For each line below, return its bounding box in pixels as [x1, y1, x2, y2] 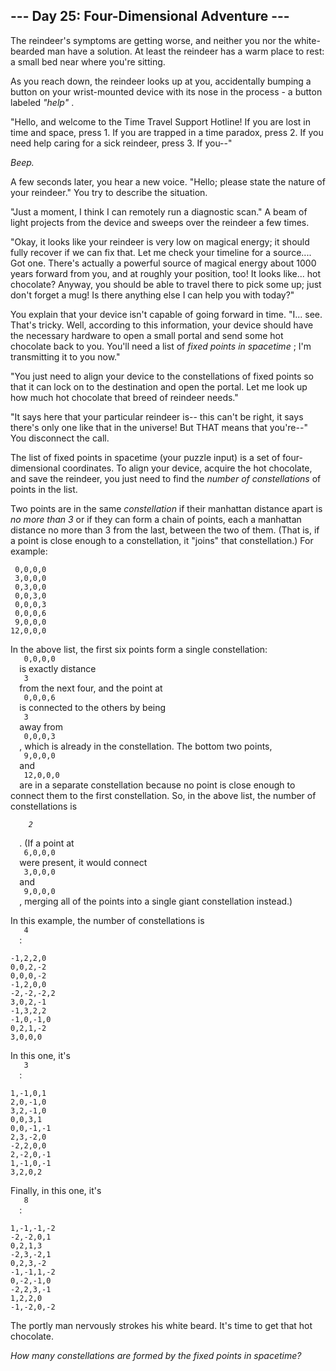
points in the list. [10, 483, 78, 495]
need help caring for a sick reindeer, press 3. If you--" [10, 137, 233, 149]
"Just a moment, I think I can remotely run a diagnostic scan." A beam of [10, 205, 308, 218]
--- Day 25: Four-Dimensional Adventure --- [10, 8, 290, 25]
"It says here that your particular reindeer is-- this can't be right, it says [10, 410, 304, 423]
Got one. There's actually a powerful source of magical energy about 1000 [10, 257, 317, 269]
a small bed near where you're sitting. [10, 55, 166, 68]
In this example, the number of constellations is [10, 914, 205, 926]
